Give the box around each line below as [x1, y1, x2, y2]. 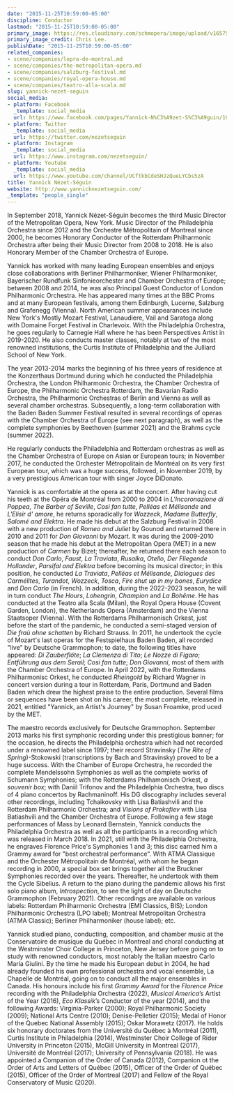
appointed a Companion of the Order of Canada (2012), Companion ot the [7, 1056, 219, 1064]
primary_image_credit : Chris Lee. [7, 36, 108, 43]
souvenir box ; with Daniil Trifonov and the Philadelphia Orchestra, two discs [7, 783, 224, 791]
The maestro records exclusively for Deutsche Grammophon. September [7, 724, 216, 732]
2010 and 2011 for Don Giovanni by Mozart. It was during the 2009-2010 [7, 532, 214, 541]
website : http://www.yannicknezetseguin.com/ [7, 186, 141, 193]
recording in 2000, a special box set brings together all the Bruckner [7, 865, 203, 873]
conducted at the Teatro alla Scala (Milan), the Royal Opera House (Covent [7, 599, 221, 607]
